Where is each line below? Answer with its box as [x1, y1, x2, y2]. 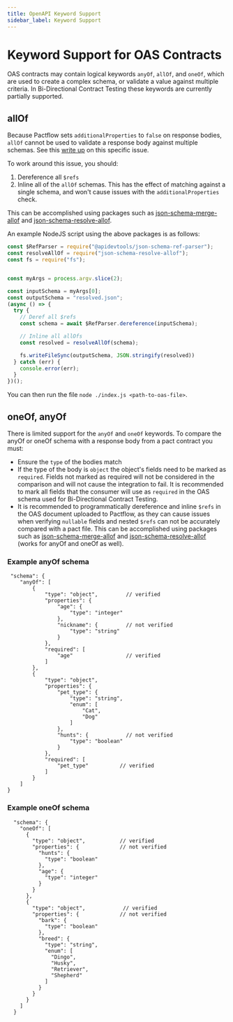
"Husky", [51, 959, 77, 967]
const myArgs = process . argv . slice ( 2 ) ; [7, 275, 123, 282]
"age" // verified [57, 652, 160, 659]
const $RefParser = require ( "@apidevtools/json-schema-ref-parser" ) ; [7, 243, 214, 250]
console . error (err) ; [20, 365, 80, 372]
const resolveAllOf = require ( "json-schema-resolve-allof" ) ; [7, 250, 189, 257]
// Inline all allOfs [20, 333, 82, 340]
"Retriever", [51, 965, 89, 972]
